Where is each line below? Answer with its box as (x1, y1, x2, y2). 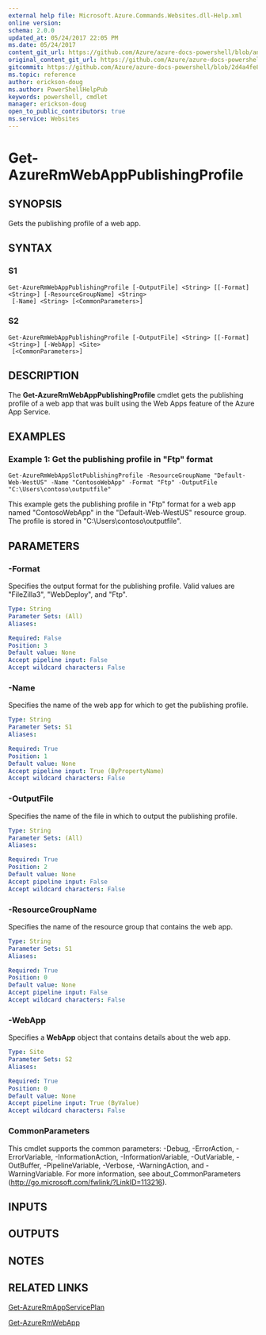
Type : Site (8, 1048, 44, 1056)
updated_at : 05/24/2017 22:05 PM (8, 33, 119, 42)
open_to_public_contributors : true (8, 108, 126, 116)
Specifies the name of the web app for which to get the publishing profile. (8, 700, 249, 710)
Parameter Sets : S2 (8, 1056, 73, 1064)
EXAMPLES (8, 430, 66, 444)
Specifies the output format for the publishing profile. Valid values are (8, 581, 235, 591)
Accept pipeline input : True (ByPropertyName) (8, 767, 165, 775)
